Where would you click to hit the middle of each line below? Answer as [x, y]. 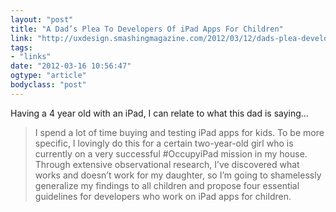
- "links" [31, 57]
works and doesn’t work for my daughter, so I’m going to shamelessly [178, 175]
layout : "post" [42, 19]
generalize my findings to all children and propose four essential [167, 185]
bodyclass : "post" [48, 85]
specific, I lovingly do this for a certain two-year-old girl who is [164, 143]
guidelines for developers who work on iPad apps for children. [163, 196]
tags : [21, 47]
